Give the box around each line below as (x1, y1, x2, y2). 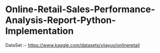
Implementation (5, 25, 74, 37)
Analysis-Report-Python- (5, 14, 116, 26)
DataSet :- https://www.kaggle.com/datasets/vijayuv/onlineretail (5, 42, 140, 48)
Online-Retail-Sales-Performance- (5, 4, 155, 15)
